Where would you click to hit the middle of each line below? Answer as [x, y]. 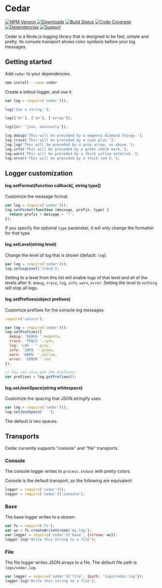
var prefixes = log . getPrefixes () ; [41, 377]
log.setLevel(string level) [31, 244]
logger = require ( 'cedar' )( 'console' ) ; [45, 494]
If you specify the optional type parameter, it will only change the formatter [79, 228]
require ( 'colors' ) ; [25, 319]
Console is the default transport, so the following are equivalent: [69, 481]
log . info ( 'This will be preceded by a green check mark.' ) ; [67, 149]
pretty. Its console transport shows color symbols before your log [70, 41]
